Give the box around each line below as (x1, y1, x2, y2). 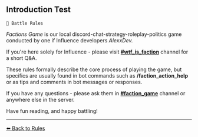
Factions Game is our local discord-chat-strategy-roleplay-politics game (6, 31, 182, 38)
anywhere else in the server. (6, 96, 75, 103)
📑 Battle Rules (6, 20, 44, 26)
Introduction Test (6, 5, 71, 15)
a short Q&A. (6, 54, 37, 61)
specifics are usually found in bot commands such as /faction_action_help (6, 72, 189, 79)
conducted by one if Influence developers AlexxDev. (6, 36, 134, 44)
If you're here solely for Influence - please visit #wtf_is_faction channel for (6, 48, 189, 55)
